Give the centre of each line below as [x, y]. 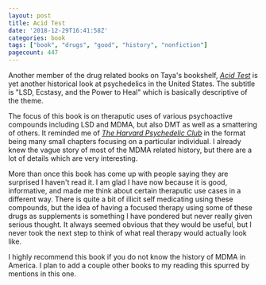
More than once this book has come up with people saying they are [118, 174]
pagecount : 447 [33, 53]
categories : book [37, 38]
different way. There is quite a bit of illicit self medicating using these [121, 199]
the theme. [26, 101]
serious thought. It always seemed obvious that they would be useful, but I [130, 224]
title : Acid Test [37, 23]
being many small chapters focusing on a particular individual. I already [125, 141]
